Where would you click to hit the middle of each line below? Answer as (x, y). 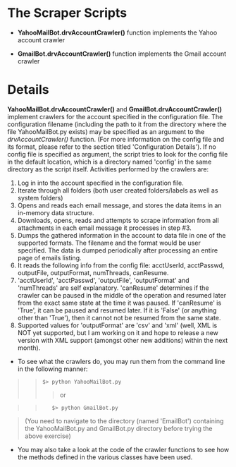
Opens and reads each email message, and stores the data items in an (119, 205)
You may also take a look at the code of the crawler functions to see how (123, 449)
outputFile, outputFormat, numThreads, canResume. (93, 272)
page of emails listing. (49, 257)
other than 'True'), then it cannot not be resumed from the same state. (119, 317)
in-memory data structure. (56, 212)
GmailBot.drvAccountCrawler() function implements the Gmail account (122, 54)
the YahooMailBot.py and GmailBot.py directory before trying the (118, 428)
